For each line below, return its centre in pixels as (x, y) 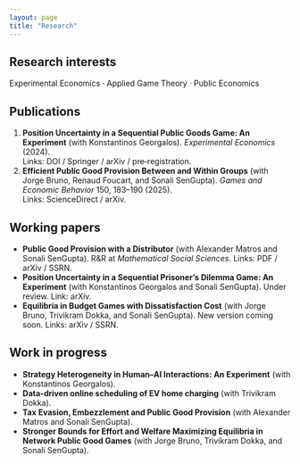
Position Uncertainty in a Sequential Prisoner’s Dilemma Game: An (148, 277)
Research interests (63, 62)
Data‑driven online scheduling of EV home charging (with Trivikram (149, 393)
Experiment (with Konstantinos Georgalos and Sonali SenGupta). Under (154, 286)
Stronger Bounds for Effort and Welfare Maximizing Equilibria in (142, 431)
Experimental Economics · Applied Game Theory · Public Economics (134, 83)
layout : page (33, 17)
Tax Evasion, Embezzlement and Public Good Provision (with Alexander (156, 412)
